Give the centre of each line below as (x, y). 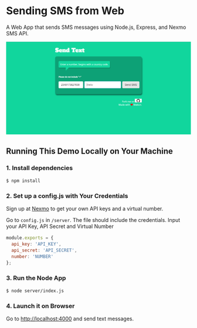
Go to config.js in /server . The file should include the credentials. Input (93, 220)
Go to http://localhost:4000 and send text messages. (70, 319)
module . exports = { (30, 238)
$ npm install (23, 181)
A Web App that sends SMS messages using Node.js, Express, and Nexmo (96, 27)
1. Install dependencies (40, 168)
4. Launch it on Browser (40, 306)
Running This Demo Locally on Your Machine (89, 151)
